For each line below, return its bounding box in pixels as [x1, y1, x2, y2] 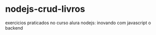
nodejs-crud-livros [5, 3, 85, 15]
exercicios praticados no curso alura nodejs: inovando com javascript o [5, 20, 152, 26]
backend [5, 25, 23, 31]
